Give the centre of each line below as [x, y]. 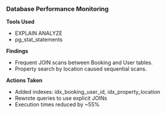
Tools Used [20, 22]
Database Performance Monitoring [57, 9]
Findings [17, 51]
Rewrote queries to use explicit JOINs [61, 98]
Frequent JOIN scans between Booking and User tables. [84, 63]
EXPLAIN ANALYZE [38, 33]
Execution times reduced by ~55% [57, 104]
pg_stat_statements [39, 40]
